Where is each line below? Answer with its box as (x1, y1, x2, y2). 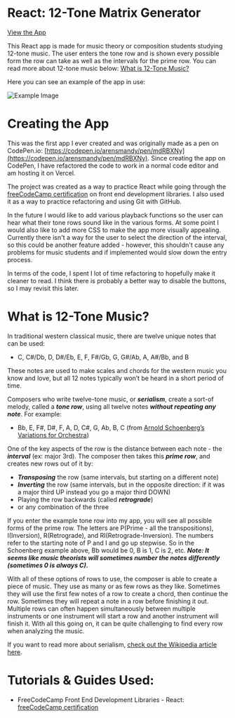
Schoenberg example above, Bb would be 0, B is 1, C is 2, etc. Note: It (7, 546, 210, 555)
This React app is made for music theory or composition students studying (7, 41, 223, 50)
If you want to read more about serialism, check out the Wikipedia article (7, 640, 217, 649)
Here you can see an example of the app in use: (7, 77, 146, 86)
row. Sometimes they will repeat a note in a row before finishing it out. (7, 597, 209, 605)
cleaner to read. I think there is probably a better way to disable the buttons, (7, 276, 227, 285)
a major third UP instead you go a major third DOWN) (17, 487, 171, 496)
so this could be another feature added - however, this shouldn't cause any (7, 241, 224, 249)
